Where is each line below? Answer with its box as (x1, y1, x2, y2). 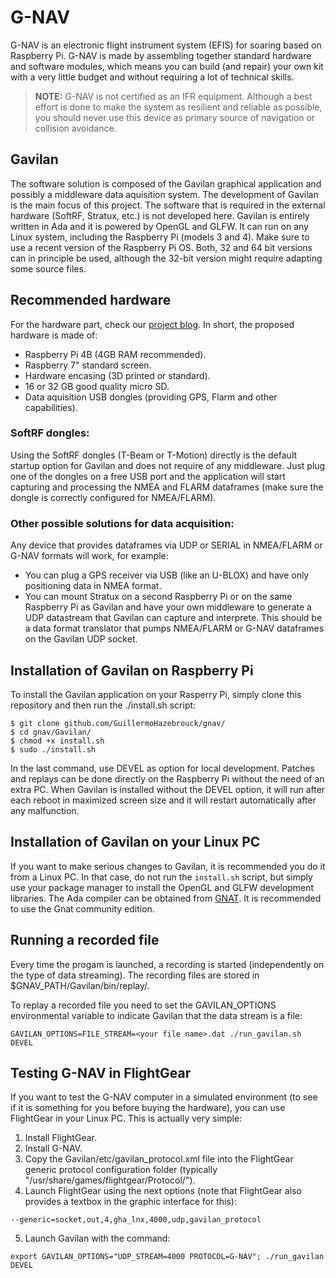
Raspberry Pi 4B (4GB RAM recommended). (24, 348, 207, 360)
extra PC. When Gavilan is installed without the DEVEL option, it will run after (10, 783, 326, 795)
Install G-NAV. (24, 1142, 83, 1155)
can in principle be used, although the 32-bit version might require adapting (10, 252, 323, 264)
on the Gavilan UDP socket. (24, 633, 138, 645)
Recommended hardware (10, 292, 172, 309)
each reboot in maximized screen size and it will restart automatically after (10, 794, 317, 806)
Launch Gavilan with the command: (24, 1232, 171, 1245)
